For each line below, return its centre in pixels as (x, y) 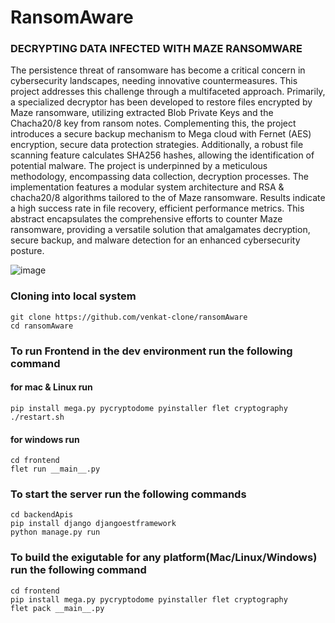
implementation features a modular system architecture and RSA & (147, 187)
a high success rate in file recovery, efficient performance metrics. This (157, 208)
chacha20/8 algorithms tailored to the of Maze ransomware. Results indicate (168, 198)
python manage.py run (55, 532)
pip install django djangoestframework (93, 524)
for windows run (45, 439)
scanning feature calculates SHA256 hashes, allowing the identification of (162, 155)
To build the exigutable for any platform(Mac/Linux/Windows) (164, 558)
